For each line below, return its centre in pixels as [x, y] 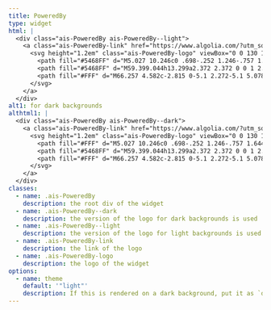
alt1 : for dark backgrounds [56, 106]
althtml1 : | [28, 114]
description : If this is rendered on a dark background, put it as [138, 294]
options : [23, 271]
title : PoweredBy [38, 16]
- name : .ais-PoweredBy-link [65, 241]
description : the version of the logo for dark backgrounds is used [140, 219]
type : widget [30, 23]
